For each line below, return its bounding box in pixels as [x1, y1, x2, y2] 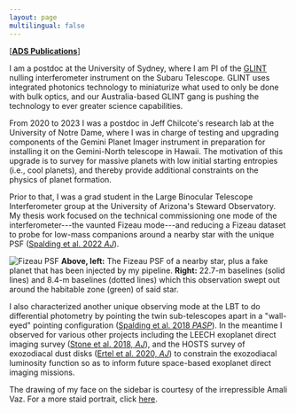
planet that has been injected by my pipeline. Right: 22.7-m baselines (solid [9, 265, 285, 276]
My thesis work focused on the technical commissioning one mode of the [9, 210, 277, 221]
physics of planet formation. [9, 174, 113, 184]
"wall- [264, 310, 287, 321]
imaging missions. [9, 367, 75, 378]
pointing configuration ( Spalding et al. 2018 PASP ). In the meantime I [32, 320, 283, 331]
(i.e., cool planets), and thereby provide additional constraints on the [9, 165, 259, 175]
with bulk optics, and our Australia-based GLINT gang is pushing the [9, 90, 260, 102]
